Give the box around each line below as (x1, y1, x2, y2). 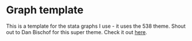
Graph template (6, 3, 84, 17)
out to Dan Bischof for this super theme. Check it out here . (6, 28, 147, 35)
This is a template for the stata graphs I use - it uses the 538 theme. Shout (6, 23, 186, 29)
